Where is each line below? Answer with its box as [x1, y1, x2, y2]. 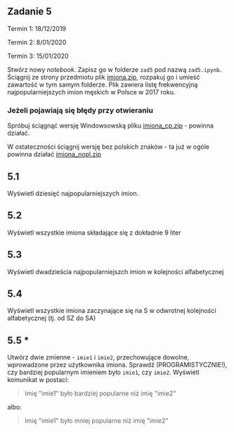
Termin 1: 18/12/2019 [7, 24, 67, 32]
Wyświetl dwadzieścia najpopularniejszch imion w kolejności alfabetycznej [7, 267, 224, 276]
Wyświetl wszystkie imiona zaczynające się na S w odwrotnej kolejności [7, 307, 216, 315]
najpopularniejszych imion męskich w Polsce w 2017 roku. [7, 87, 176, 96]
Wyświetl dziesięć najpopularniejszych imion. [7, 189, 139, 197]
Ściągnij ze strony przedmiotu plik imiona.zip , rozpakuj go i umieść [7, 73, 200, 81]
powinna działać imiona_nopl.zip [7, 150, 102, 159]
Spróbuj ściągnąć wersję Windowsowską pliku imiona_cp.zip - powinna [7, 121, 214, 130]
